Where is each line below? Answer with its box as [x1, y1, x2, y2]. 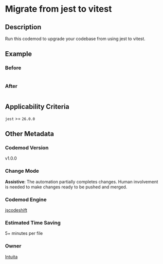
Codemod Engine [5, 196, 47, 203]
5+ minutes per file [5, 230, 43, 236]
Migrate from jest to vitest [5, 3, 112, 15]
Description [5, 23, 41, 31]
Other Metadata [5, 130, 54, 138]
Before [5, 64, 21, 71]
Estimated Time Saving [5, 220, 61, 226]
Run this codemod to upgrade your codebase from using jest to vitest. [5, 36, 145, 41]
